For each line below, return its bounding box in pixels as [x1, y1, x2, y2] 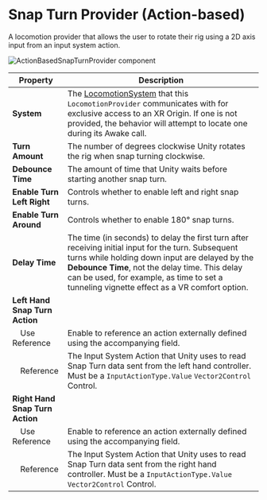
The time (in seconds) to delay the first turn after [67, 232, 249, 243]
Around [12, 219, 41, 230]
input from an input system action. [8, 40, 121, 49]
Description [138, 74, 184, 85]
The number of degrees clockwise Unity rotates [67, 141, 246, 152]
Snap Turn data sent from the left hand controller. [67, 360, 252, 371]
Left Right [12, 196, 50, 207]
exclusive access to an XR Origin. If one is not [67, 107, 238, 118]
